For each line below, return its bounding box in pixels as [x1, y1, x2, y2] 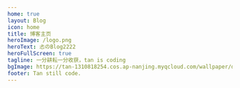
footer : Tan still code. [7, 70, 81, 77]
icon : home [7, 23, 40, 31]
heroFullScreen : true [7, 50, 72, 57]
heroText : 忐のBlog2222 [7, 43, 76, 50]
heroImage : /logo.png [7, 37, 72, 44]
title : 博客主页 [7, 30, 51, 38]
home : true [7, 10, 40, 18]
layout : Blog [7, 17, 46, 24]
